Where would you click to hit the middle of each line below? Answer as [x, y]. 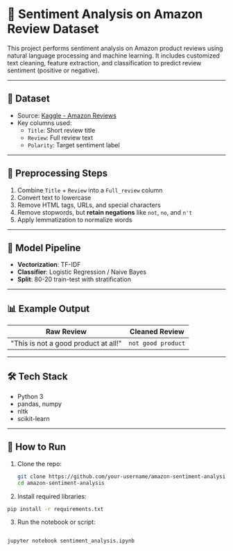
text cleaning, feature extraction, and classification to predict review [104, 63]
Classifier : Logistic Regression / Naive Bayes [82, 272]
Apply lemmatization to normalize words [75, 220]
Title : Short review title [61, 130]
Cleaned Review [157, 331]
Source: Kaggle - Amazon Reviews [67, 115]
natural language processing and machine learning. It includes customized [114, 56]
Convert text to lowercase [54, 197]
